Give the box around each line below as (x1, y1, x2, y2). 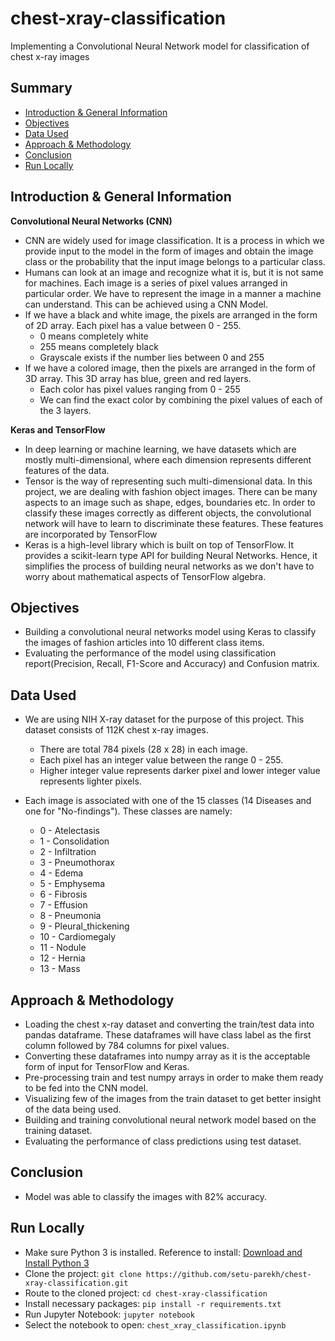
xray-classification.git (24, 1278, 129, 1288)
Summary (10, 80, 73, 97)
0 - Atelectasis (39, 825, 100, 837)
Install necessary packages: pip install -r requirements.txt (24, 1297, 282, 1309)
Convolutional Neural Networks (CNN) (10, 215, 173, 227)
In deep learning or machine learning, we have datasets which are (24, 443, 297, 455)
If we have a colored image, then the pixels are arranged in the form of (24, 362, 316, 374)
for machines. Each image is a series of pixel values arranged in (24, 277, 288, 289)
